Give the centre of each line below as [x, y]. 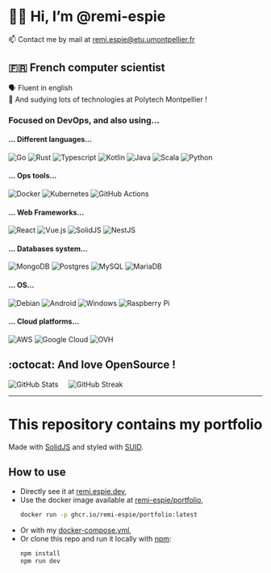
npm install [40, 554]
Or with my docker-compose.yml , [75, 530]
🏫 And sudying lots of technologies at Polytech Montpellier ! [108, 99]
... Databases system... [48, 249]
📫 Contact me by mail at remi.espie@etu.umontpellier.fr [102, 39]
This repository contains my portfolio [135, 424]
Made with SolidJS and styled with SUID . [76, 446]
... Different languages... [50, 140]
